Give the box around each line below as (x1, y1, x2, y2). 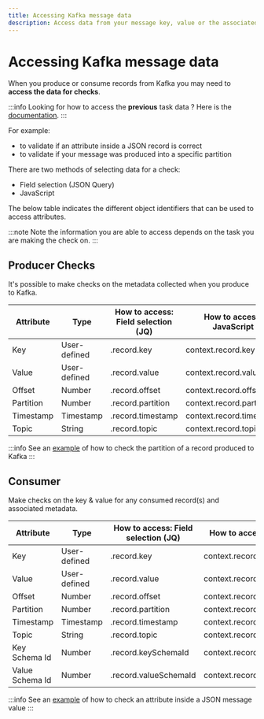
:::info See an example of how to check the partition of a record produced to (8, 443, 255, 453)
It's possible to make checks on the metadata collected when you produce (8, 280, 250, 289)
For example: (8, 126, 51, 135)
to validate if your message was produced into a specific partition (19, 150, 232, 159)
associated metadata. (8, 504, 79, 513)
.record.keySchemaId (110, 647, 189, 658)
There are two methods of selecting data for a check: (8, 165, 181, 174)
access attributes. (8, 212, 67, 221)
